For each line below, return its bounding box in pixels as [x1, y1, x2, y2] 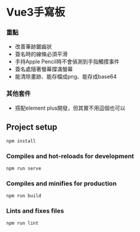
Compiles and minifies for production [6, 179, 117, 188]
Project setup [6, 122, 58, 132]
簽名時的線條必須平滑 [14, 50, 68, 58]
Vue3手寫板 [6, 5, 66, 19]
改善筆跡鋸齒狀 [14, 43, 52, 50]
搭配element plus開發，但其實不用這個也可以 [14, 104, 126, 112]
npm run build [6, 193, 42, 199]
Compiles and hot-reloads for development [6, 152, 135, 160]
